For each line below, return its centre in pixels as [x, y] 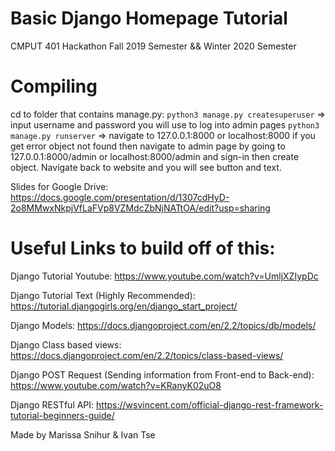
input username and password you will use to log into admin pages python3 [165, 124]
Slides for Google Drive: [59, 186]
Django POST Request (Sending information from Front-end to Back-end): [162, 374]
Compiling [54, 86]
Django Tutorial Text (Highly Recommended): [103, 295]
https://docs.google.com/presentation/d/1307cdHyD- [120, 197]
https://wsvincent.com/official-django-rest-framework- [210, 404]
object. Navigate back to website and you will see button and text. [146, 167]
